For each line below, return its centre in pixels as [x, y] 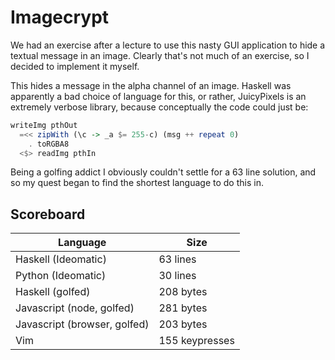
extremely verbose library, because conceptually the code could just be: [159, 107]
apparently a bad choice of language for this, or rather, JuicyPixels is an [158, 96]
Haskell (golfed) [53, 292]
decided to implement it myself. [75, 66]
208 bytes [183, 292]
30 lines [177, 276]
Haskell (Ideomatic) [61, 259]
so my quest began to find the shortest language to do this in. [137, 183]
